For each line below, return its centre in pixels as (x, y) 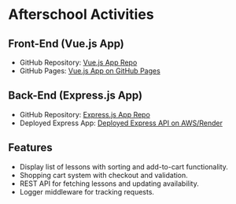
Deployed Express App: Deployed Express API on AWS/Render (121, 123)
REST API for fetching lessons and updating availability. (109, 184)
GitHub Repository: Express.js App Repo (85, 114)
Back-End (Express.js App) (76, 96)
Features (30, 148)
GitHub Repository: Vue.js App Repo (78, 62)
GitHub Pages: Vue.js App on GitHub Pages (90, 71)
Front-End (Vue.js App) (66, 44)
